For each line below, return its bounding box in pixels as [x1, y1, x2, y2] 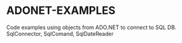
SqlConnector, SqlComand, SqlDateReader [6, 30, 114, 37]
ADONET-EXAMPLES [6, 4, 116, 18]
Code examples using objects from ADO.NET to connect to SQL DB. [6, 24, 177, 31]
